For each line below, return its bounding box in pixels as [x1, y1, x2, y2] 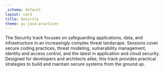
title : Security [5, 16, 39, 21]
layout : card [5, 12, 32, 17]
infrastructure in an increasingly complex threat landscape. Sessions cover [5, 40, 159, 46]
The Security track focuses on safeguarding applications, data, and [5, 35, 143, 41]
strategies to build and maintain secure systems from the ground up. [5, 61, 146, 67]
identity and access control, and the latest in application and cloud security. [5, 51, 160, 57]
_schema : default [5, 7, 41, 12]
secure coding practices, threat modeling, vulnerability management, [5, 45, 147, 51]
